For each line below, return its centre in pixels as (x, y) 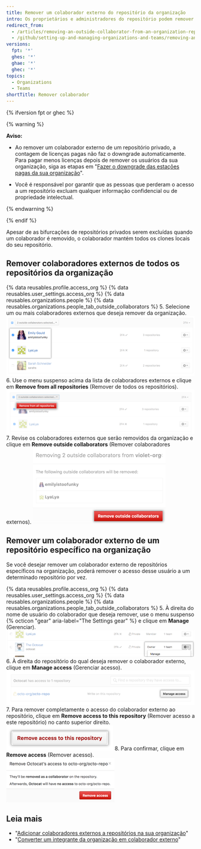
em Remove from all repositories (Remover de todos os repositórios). (92, 386)
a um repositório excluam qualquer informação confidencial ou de (96, 191)
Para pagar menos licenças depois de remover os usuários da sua (96, 160)
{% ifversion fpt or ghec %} (40, 113)
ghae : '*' (24, 63)
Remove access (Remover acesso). (50, 754)
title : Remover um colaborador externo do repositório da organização (96, 13)
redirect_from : (25, 25)
